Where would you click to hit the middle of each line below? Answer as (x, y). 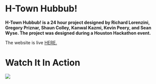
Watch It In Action (43, 63)
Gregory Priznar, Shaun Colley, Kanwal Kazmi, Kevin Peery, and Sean (78, 27)
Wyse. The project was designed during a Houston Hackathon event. (78, 33)
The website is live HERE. (31, 42)
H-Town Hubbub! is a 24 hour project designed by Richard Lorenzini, (78, 22)
